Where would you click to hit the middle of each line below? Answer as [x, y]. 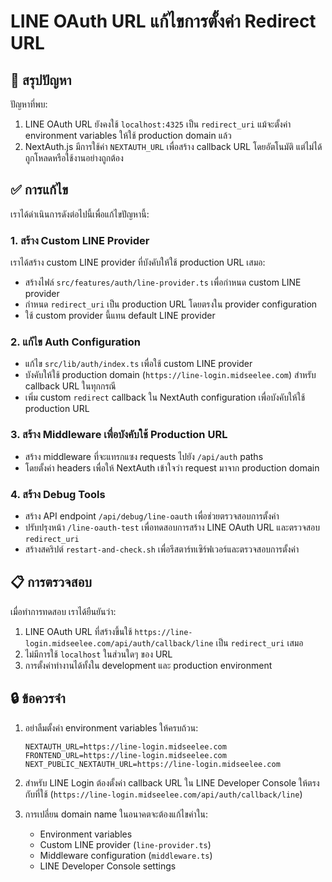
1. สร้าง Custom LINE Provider [80, 240]
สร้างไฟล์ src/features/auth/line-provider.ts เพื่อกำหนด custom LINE [163, 282]
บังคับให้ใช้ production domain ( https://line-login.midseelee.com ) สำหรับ [170, 375]
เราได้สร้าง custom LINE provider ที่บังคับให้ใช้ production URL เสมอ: [138, 262]
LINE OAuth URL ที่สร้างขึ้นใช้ [78, 631]
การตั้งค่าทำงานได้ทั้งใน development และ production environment [148, 665]
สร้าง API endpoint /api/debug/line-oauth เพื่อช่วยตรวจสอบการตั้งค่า [152, 516]
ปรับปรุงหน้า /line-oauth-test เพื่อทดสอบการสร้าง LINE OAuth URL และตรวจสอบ [172, 527]
